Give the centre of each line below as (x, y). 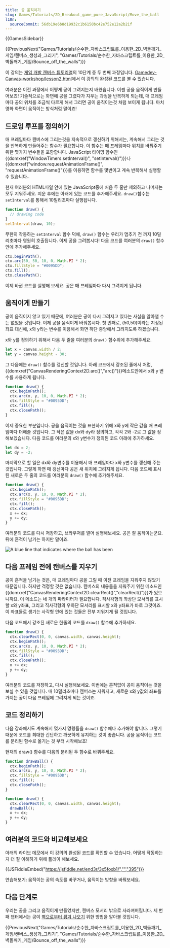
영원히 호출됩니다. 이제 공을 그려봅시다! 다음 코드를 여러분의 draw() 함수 (93, 240)
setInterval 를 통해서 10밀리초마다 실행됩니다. (51, 200)
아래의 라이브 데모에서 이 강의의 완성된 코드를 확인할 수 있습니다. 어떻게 (75, 853)
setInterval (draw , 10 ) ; (30, 224)
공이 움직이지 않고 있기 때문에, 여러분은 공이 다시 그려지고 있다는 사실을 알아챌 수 (85, 316)
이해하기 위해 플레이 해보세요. (50, 859)
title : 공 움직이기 (23, 10)
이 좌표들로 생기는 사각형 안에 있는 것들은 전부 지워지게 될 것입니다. (71, 612)
